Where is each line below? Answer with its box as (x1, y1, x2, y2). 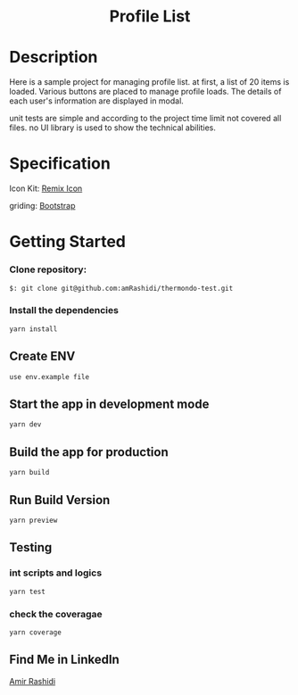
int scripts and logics (9, 567, 103, 579)
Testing (9, 540, 53, 555)
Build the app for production (9, 444, 169, 459)
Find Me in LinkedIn (9, 652, 120, 667)
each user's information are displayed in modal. (9, 95, 185, 106)
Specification (9, 153, 112, 174)
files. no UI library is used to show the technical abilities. (9, 122, 217, 133)
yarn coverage (9, 628, 62, 637)
